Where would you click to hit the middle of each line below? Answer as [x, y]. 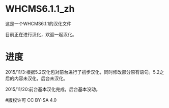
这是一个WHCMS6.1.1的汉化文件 [38, 23]
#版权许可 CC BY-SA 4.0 [31, 100]
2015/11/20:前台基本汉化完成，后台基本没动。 [53, 89]
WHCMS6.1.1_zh [40, 9]
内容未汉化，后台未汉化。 [41, 78]
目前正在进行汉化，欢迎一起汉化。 [41, 34]
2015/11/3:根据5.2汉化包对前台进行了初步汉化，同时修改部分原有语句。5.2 [82, 72]
